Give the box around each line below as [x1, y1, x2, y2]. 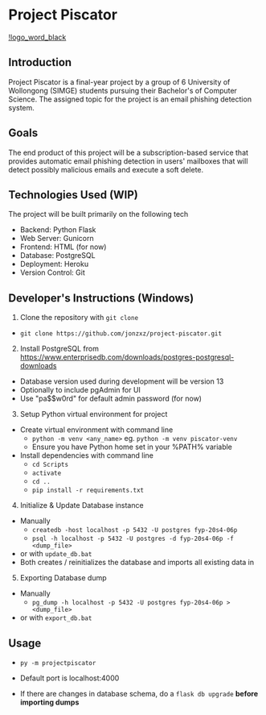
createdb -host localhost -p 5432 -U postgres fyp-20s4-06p [31, 526, 238, 534]
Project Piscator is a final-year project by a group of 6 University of [8, 77, 231, 86]
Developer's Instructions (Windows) [8, 291, 194, 305]
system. [8, 102, 35, 112]
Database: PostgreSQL [19, 251, 96, 260]
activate [31, 469, 62, 477]
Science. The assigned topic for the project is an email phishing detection [8, 94, 252, 104]
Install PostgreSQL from [19, 344, 99, 354]
